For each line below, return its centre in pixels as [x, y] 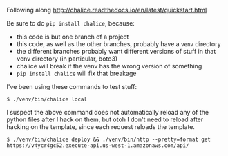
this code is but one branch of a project [73, 37]
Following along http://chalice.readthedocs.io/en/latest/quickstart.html [107, 10]
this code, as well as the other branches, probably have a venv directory [119, 44]
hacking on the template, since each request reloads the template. [101, 127]
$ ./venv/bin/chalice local [47, 99]
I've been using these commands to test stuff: [72, 87]
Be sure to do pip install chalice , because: [71, 23]
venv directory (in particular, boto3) [67, 59]
